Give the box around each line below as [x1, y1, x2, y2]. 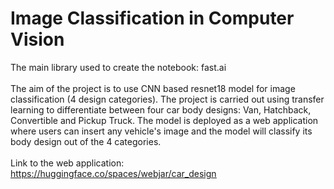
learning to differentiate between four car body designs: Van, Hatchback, [10, 103, 312, 116]
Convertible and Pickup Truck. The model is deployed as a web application [10, 114, 319, 126]
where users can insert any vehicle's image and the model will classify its [10, 125, 313, 137]
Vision [10, 28, 65, 51]
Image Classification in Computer [10, 7, 295, 30]
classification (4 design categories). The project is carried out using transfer [10, 93, 325, 105]
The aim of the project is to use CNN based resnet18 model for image [10, 82, 296, 94]
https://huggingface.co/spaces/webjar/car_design [10, 167, 217, 179]
